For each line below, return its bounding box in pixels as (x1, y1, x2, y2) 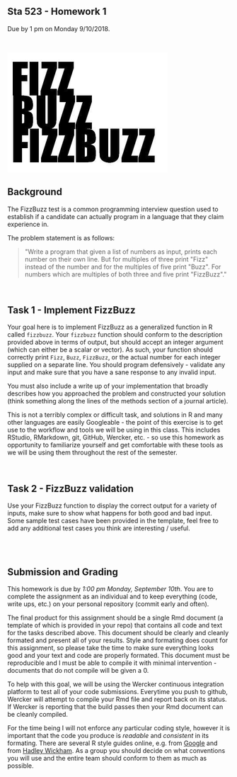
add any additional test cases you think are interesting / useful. (7, 524, 190, 532)
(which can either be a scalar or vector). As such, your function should (7, 345, 214, 354)
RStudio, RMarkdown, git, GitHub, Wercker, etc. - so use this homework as (7, 433, 224, 442)
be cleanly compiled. (7, 710, 69, 719)
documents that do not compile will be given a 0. (7, 666, 149, 675)
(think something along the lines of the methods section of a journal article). (7, 397, 229, 406)
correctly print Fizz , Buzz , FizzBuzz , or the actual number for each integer (7, 353, 221, 362)
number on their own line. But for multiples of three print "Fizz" (24, 255, 209, 263)
